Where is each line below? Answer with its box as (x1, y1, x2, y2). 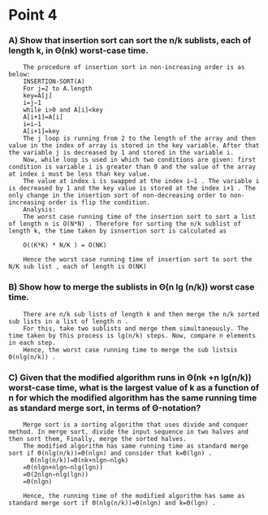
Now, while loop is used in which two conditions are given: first (23, 156, 256, 164)
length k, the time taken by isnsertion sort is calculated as (8, 227, 227, 235)
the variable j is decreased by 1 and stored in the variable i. (8, 149, 234, 157)
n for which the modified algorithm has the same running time (8, 392, 257, 404)
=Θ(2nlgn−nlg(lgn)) (23, 470, 89, 479)
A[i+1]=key (23, 128, 60, 136)
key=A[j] (23, 92, 53, 100)
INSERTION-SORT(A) (23, 77, 85, 86)
